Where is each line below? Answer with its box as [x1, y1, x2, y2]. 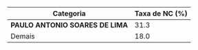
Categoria [52, 9, 86, 18]
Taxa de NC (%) [134, 9, 188, 18]
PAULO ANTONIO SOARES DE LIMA [10, 21, 129, 29]
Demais [10, 32, 36, 40]
